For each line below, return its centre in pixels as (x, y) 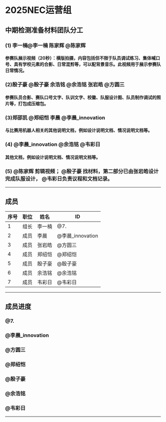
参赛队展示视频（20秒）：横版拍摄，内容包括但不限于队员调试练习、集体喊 (81, 58)
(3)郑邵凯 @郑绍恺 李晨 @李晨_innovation (55, 118)
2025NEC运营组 (38, 10)
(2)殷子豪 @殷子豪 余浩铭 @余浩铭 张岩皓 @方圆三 (65, 85)
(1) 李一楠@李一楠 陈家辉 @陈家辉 (45, 45)
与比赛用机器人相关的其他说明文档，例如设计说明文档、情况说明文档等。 (79, 130)
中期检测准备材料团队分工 (44, 30)
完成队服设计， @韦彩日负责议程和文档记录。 (59, 179)
